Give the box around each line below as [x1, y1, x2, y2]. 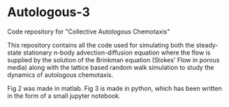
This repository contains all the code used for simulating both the [7, 41, 195, 49]
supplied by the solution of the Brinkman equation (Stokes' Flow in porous [7, 55, 220, 64]
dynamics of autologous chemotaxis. [7, 71, 114, 79]
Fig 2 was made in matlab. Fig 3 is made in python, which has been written [7, 84, 222, 92]
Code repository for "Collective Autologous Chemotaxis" [7, 27, 170, 36]
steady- [195, 41, 219, 49]
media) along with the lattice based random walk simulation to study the [7, 63, 214, 71]
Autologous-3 [7, 4, 91, 20]
